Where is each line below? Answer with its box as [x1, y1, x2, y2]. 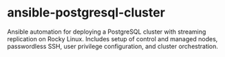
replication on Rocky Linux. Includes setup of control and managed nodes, [7, 34, 218, 43]
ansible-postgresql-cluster [7, 5, 165, 21]
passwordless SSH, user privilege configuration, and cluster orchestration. [7, 42, 219, 50]
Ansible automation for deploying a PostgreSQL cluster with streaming [7, 27, 206, 36]
